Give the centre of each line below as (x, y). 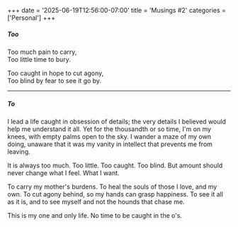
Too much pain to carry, (42, 52)
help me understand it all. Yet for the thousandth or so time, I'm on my (109, 129)
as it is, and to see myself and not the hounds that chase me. (96, 201)
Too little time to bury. (39, 59)
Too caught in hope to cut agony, (56, 73)
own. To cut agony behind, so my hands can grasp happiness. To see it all (115, 194)
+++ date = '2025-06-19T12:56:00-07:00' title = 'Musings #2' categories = (117, 10)
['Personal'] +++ (31, 18)
